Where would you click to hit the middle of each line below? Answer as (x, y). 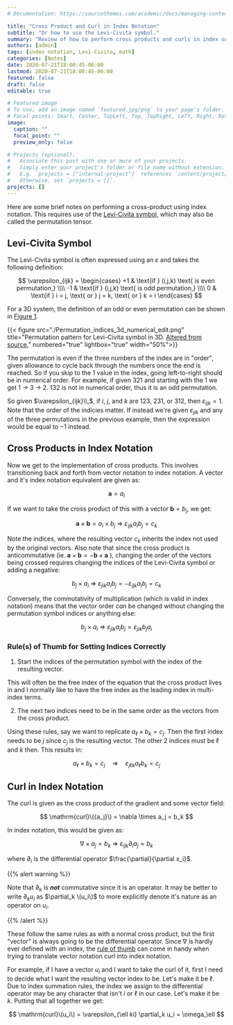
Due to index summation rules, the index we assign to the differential (105, 986)
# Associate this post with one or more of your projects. (97, 161)
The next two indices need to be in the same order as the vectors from (118, 710)
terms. (33, 697)
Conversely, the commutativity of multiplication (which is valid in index (108, 598)
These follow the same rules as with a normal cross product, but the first (111, 934)
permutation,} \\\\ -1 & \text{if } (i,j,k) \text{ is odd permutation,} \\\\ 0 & (116, 288)
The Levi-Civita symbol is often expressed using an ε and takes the (103, 260)
